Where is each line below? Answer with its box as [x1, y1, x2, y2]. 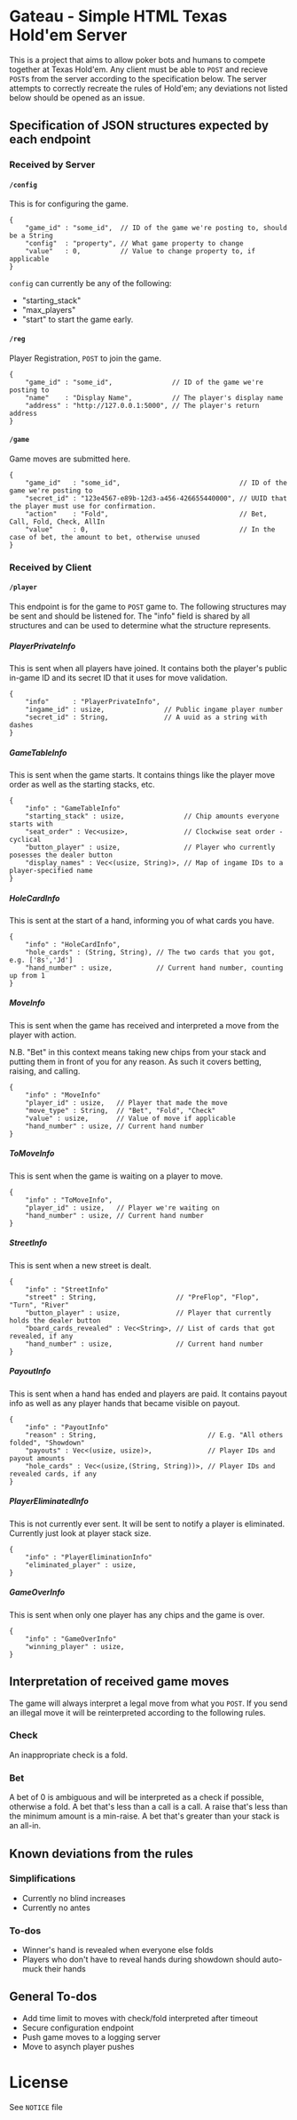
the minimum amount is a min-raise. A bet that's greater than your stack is [9, 1811, 280, 1821]
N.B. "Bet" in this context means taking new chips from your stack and [9, 1046, 267, 1057]
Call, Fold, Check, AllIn [9, 517, 105, 526]
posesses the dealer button [9, 851, 113, 860]
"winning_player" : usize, [25, 1642, 125, 1651]
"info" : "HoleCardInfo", [25, 940, 121, 948]
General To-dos [9, 1989, 98, 2004]
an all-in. [9, 1820, 42, 1831]
